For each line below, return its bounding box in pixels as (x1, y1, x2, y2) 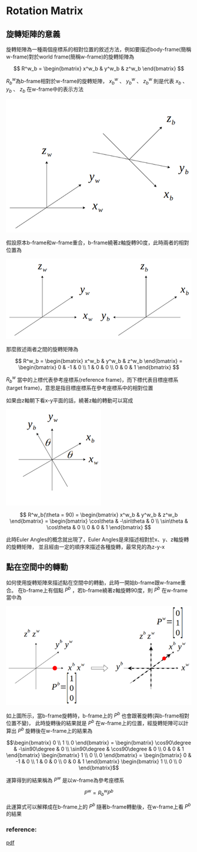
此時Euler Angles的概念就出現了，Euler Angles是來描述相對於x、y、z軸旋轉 (6, 536, 189, 543)
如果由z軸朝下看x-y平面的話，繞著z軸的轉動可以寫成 (6, 397, 133, 404)
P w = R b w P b (84, 788, 113, 798)
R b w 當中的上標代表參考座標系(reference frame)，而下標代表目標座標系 (6, 375, 179, 384)
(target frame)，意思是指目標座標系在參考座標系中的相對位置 (6, 385, 153, 391)
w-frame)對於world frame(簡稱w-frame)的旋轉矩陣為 (6, 53, 135, 60)
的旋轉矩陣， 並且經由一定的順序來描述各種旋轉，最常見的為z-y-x (6, 543, 165, 550)
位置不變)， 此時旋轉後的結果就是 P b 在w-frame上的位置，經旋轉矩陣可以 (6, 719, 183, 727)
